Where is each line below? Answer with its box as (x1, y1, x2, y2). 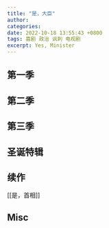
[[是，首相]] (7, 191, 40, 200)
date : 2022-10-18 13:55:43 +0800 (7, 29, 103, 37)
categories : (7, 23, 41, 30)
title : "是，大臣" (7, 10, 56, 17)
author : (7, 17, 29, 23)
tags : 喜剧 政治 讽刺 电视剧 (7, 36, 81, 43)
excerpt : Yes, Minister (7, 42, 75, 49)
